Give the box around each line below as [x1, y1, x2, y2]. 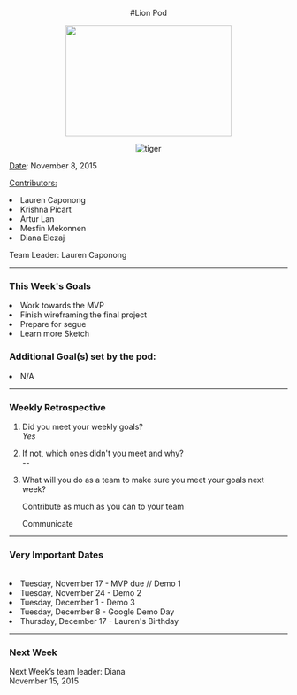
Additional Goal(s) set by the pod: [9, 350, 156, 363]
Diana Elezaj [20, 232, 65, 243]
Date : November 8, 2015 [9, 160, 97, 171]
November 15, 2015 [9, 675, 80, 686]
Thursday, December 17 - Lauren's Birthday [20, 616, 179, 627]
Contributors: [9, 177, 57, 188]
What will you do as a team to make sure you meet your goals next [21, 474, 264, 485]
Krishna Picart [20, 204, 72, 215]
